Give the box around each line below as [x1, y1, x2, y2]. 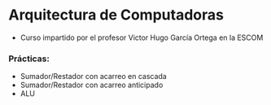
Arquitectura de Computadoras [8, 6, 224, 24]
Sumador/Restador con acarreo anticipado [20, 80, 164, 90]
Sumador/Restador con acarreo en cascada [20, 72, 167, 81]
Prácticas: [8, 53, 50, 64]
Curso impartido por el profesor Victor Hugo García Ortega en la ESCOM [20, 33, 264, 42]
